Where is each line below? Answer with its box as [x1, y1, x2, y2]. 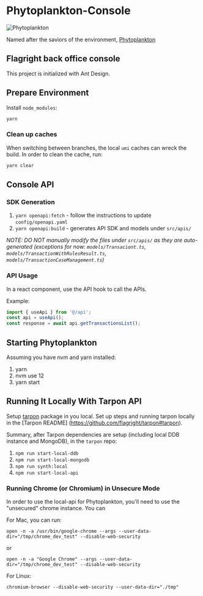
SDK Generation [6, 197, 55, 206]
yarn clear [6, 162, 34, 168]
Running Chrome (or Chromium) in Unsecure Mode [6, 484, 160, 492]
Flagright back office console [6, 53, 120, 64]
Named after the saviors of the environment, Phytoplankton [6, 36, 156, 43]
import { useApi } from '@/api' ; [6, 309, 92, 315]
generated [6, 243, 32, 251]
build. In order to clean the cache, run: [6, 151, 103, 158]
